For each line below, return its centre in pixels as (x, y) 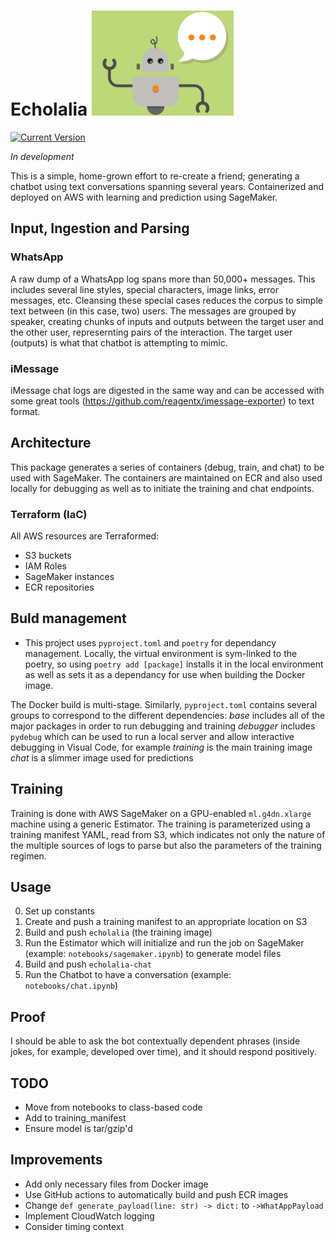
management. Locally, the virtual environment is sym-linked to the (161, 653)
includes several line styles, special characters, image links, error (144, 289)
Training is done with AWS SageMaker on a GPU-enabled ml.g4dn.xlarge (161, 813)
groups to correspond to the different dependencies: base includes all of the (168, 715)
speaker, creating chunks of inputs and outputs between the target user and (167, 321)
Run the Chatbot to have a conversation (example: (128, 975)
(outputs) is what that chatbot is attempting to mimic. (119, 342)
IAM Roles (45, 566)
